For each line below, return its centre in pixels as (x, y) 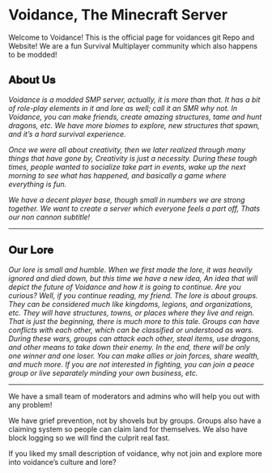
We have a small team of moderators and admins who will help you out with (134, 396)
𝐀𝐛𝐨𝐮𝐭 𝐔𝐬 (32, 80)
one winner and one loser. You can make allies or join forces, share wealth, (134, 356)
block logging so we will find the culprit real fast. (89, 437)
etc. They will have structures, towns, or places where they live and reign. (132, 313)
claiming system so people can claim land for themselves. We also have (128, 429)
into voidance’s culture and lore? (62, 462)
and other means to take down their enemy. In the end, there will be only (130, 347)
